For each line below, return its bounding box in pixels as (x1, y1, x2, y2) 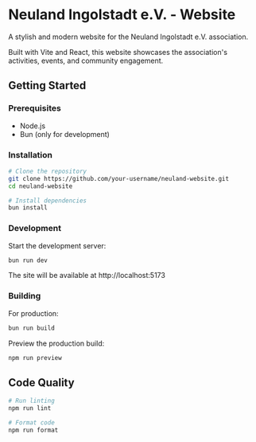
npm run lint (8, 405, 52, 413)
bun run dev (8, 256, 48, 264)
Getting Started (8, 79, 87, 92)
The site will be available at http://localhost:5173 (8, 271, 165, 280)
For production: (8, 308, 59, 318)
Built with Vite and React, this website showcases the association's (8, 47, 228, 57)
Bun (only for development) (19, 129, 110, 139)
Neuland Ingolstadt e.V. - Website (8, 6, 236, 24)
